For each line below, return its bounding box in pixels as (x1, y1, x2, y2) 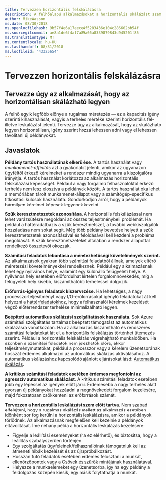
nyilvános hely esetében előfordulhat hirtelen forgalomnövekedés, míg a (5, 274, 153, 279)
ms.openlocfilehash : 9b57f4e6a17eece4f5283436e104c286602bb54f (5, 26, 139, 31)
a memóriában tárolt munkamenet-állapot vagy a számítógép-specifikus (5, 191, 153, 197)
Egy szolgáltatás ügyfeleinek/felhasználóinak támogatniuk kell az (12, 443, 146, 449)
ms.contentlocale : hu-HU (5, 40, 57, 45)
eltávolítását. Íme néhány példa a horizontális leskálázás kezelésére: (5, 423, 145, 429)
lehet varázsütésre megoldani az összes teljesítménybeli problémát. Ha (5, 216, 151, 222)
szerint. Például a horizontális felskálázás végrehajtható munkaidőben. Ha (5, 335, 157, 341)
